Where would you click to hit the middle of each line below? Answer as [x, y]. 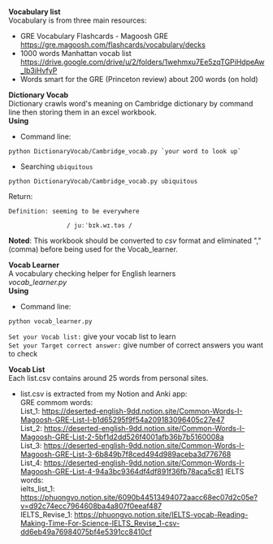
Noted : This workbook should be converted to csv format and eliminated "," [135, 240]
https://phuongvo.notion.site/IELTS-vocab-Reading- [161, 514]
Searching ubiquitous [56, 166]
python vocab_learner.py [50, 322]
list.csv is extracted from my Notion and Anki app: [104, 394]
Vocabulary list [35, 12]
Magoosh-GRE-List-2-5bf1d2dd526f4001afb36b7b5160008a [122, 437]
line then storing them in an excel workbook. [82, 112]
